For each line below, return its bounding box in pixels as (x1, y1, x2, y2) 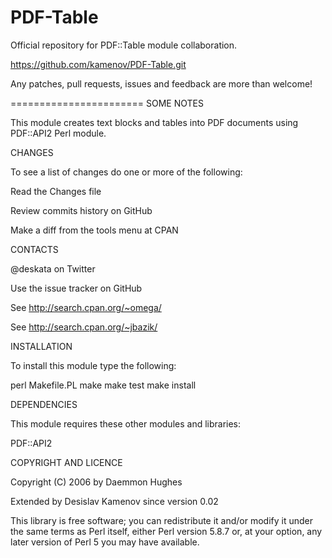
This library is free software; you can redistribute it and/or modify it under (10, 514, 314, 526)
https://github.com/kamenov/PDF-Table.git (10, 58, 187, 70)
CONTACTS (10, 243, 59, 255)
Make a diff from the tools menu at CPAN (10, 224, 179, 236)
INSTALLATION (10, 340, 73, 352)
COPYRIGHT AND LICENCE (10, 456, 123, 468)
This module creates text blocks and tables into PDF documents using (10, 116, 299, 128)
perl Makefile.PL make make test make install (10, 379, 197, 391)
